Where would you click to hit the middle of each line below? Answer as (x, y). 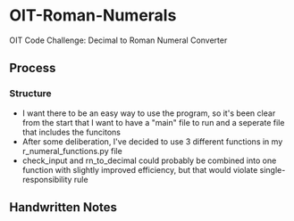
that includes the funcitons (71, 132)
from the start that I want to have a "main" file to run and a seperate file (153, 122)
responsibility (47, 179)
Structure (30, 94)
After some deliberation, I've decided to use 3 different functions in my (152, 141)
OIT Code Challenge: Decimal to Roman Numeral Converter (118, 40)
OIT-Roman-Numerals (93, 16)
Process (33, 68)
